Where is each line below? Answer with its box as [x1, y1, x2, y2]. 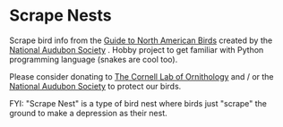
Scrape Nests [9, 5, 112, 26]
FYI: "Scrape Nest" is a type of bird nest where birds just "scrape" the [9, 97, 267, 108]
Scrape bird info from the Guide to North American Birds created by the [9, 35, 273, 46]
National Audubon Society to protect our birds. [9, 80, 182, 91]
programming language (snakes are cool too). [9, 54, 178, 64]
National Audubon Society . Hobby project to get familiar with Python [9, 44, 264, 55]
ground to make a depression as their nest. [9, 107, 167, 118]
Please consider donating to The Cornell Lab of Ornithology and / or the [9, 71, 275, 81]
